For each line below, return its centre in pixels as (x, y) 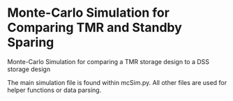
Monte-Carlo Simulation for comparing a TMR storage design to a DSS (108, 61)
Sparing (31, 42)
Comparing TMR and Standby (95, 28)
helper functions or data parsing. (54, 90)
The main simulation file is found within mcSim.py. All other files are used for (117, 82)
